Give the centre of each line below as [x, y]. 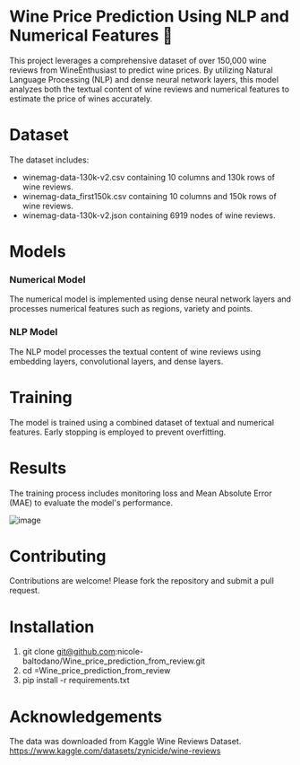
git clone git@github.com [69, 652]
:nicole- [129, 652]
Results [38, 468]
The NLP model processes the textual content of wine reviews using [135, 351]
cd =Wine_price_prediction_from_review [96, 671]
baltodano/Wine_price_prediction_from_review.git [114, 661]
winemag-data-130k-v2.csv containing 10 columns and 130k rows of [149, 177]
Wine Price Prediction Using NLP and [149, 17]
